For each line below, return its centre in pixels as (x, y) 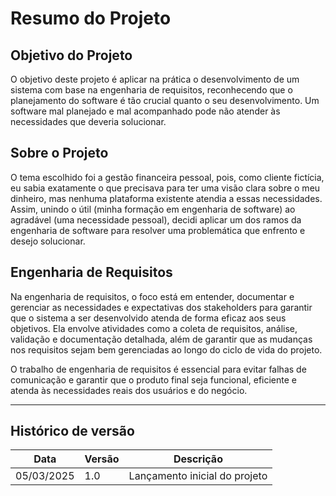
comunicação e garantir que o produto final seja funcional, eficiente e (154, 379)
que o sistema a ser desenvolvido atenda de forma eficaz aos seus (148, 318)
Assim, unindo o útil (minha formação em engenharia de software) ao (153, 209)
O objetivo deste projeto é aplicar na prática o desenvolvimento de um (155, 79)
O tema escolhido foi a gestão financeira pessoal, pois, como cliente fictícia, (167, 177)
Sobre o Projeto (59, 153)
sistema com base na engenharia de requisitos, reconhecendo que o (151, 90)
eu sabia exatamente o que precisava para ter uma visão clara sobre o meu (165, 188)
